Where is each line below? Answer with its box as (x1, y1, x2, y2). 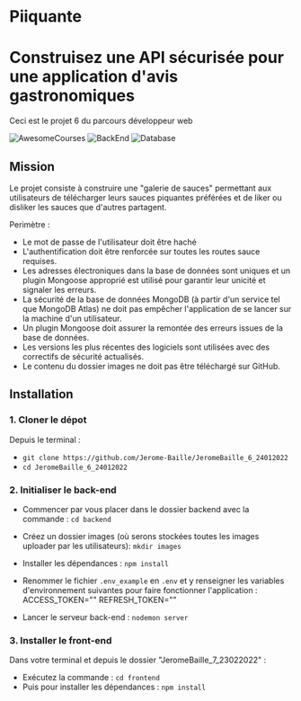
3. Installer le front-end (9, 634, 112, 646)
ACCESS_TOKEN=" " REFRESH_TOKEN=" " (22, 594, 177, 605)
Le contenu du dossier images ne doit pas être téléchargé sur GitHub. (22, 360, 281, 371)
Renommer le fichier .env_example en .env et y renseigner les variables (22, 575, 285, 586)
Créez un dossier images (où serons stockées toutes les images (22, 530, 260, 541)
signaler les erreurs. (22, 284, 97, 295)
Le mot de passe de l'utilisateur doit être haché (22, 236, 198, 247)
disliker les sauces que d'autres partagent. (9, 201, 167, 212)
